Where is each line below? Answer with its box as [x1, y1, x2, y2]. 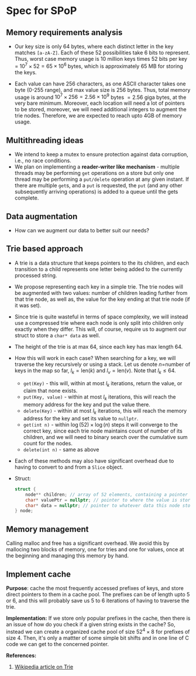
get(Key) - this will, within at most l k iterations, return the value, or [23, 379, 183, 388]
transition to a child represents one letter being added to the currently [14, 265, 183, 273]
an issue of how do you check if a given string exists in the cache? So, [6, 620, 176, 627]
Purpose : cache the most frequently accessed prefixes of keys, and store [6, 584, 184, 592]
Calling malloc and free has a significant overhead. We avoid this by [6, 540, 170, 547]
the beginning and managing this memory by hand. [6, 552, 129, 560]
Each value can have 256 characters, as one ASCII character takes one [14, 80, 186, 87]
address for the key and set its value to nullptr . [23, 414, 139, 422]
